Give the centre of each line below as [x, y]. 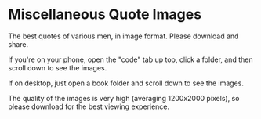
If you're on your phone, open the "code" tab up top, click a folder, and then [130, 59]
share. [18, 44]
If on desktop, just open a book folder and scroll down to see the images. [126, 83]
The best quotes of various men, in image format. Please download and [123, 36]
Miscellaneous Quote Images [105, 14]
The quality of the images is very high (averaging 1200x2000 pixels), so [124, 98]
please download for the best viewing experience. [89, 106]
